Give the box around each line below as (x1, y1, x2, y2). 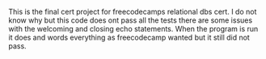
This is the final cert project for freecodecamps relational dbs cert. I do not (8, 7, 257, 16)
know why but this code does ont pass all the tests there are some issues (8, 15, 253, 25)
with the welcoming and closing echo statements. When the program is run (8, 24, 259, 33)
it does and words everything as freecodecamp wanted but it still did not (8, 32, 251, 42)
